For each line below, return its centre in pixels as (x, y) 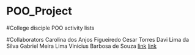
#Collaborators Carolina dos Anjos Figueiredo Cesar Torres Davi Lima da (98, 39)
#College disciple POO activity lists (50, 28)
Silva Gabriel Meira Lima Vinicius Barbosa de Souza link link (82, 46)
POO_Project (39, 11)
